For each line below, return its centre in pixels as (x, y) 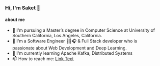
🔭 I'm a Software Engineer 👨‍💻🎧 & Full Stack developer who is (75, 41)
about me (15, 20)
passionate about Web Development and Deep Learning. (69, 48)
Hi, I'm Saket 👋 (23, 8)
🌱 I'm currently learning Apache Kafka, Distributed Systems (72, 53)
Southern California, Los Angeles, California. (57, 36)
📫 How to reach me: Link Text (43, 59)
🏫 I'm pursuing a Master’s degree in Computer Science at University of (83, 30)
